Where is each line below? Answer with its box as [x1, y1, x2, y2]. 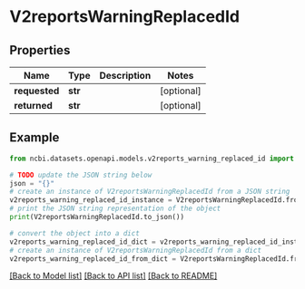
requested [14, 84, 60, 97]
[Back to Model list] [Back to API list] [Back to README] [9, 270, 218, 282]
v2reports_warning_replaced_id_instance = [9, 196, 172, 205]
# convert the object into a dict [9, 228, 141, 237]
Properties [9, 43, 71, 58]
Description [99, 70, 152, 82]
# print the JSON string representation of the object [9, 204, 221, 214]
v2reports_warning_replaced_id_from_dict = [9, 254, 177, 264]
